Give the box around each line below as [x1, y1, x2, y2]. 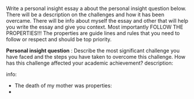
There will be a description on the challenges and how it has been [6, 11, 165, 18]
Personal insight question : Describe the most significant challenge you [6, 47, 180, 54]
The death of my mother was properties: [14, 82, 112, 89]
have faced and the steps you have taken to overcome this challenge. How [6, 54, 186, 60]
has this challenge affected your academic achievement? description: [6, 59, 174, 66]
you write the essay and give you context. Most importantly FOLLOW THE [6, 23, 183, 30]
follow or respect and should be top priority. [6, 36, 112, 43]
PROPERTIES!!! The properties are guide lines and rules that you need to [6, 30, 180, 37]
